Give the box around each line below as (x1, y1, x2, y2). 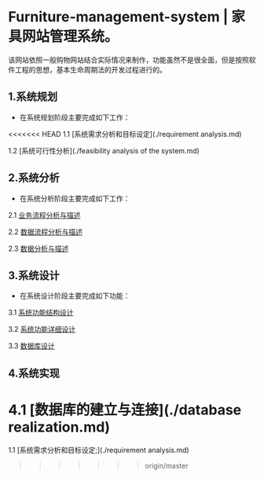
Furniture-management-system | (8, 8, 229, 26)
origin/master (145, 461, 189, 470)
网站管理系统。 (22, 28, 119, 46)
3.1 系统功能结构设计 (8, 308, 74, 318)
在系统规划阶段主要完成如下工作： (19, 112, 130, 122)
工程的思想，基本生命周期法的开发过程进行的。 (14, 64, 167, 74)
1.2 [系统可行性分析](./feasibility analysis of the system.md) (8, 145, 200, 155)
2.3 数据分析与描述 (8, 244, 69, 253)
